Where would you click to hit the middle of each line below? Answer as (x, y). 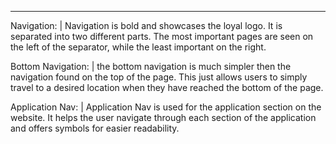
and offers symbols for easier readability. (95, 128)
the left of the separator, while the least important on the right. (138, 47)
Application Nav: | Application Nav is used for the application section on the (166, 107)
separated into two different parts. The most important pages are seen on (162, 36)
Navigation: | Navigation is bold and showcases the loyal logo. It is (146, 25)
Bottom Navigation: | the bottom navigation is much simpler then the (151, 66)
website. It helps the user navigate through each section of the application (163, 117)
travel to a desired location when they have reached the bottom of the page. (167, 87)
